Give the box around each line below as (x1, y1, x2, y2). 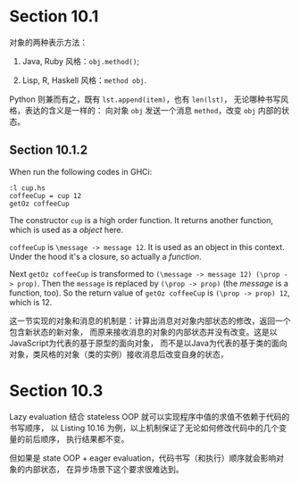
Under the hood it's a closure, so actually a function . (9, 251, 203, 262)
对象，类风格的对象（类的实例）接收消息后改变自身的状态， (9, 348, 229, 359)
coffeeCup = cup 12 (9, 191, 82, 200)
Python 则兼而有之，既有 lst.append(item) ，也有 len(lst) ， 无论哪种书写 (9, 94, 281, 104)
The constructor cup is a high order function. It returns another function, (9, 214, 274, 225)
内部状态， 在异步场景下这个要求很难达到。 (24, 463, 184, 474)
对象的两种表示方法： (9, 37, 87, 47)
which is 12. (9, 296, 53, 307)
